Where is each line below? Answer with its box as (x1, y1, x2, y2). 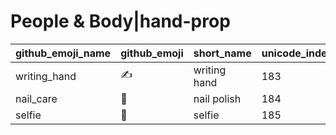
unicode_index (261, 46, 333, 60)
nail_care (15, 91, 58, 105)
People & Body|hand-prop (10, 10, 231, 33)
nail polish (193, 91, 242, 105)
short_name (193, 46, 252, 60)
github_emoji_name (15, 46, 112, 60)
